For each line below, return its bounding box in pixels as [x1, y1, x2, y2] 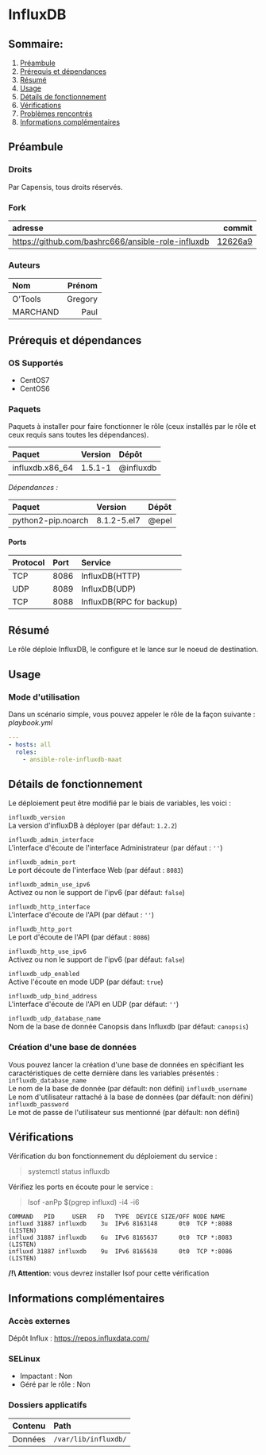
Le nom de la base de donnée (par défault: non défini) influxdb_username [8, 1083, 248, 1093]
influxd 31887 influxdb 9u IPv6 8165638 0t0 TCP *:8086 [8, 1248, 233, 1256]
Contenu [12, 1420, 46, 1431]
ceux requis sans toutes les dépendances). [8, 430, 149, 440]
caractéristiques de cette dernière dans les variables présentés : [8, 1068, 219, 1078]
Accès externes [8, 1315, 71, 1326]
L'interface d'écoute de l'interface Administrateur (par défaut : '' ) [8, 843, 223, 853]
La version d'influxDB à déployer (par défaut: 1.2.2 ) [8, 820, 178, 831]
